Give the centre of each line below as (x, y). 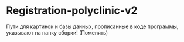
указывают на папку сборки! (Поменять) (57, 32)
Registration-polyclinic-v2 (72, 11)
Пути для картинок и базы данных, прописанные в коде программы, (92, 26)
